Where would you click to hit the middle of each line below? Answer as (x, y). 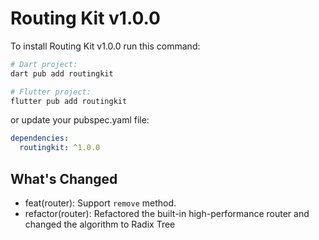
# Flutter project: (51, 92)
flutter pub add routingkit (69, 101)
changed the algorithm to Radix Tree (100, 224)
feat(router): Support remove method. (100, 203)
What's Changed (64, 178)
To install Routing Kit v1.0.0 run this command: (105, 46)
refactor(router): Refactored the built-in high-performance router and (167, 213)
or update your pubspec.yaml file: (80, 120)
